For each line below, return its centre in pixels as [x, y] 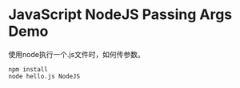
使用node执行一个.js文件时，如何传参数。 [77, 54]
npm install [28, 69]
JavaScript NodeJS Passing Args [120, 15]
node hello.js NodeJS [44, 76]
